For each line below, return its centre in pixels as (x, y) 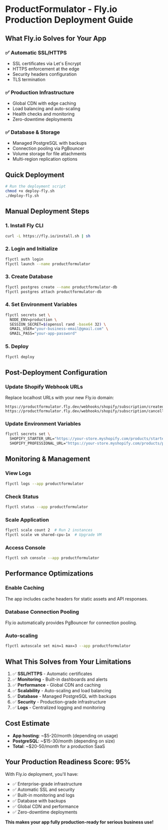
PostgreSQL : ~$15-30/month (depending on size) (63, 741)
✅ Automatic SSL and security (43, 789)
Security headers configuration (44, 74)
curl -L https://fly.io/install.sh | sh (48, 236)
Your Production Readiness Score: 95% (68, 762)
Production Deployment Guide (69, 20)
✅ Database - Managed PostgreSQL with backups (64, 696)
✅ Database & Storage (32, 132)
